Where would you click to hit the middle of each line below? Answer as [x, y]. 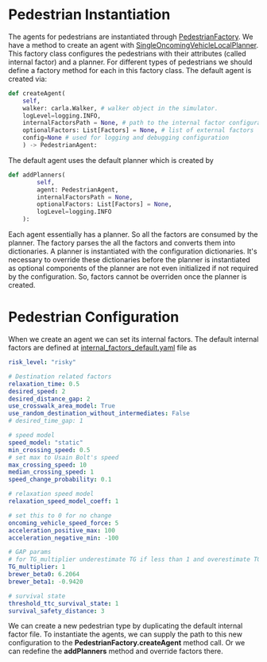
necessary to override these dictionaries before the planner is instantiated [129, 260]
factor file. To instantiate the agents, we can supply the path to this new [125, 634]
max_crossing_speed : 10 [48, 465]
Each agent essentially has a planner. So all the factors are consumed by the [133, 234]
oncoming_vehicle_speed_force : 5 [64, 523]
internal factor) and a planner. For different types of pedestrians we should [130, 62]
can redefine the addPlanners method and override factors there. [116, 651]
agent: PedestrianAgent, [78, 190]
